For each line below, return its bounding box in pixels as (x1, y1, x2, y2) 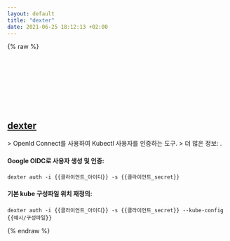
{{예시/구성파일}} (7, 214, 53, 221)
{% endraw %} (7, 226, 50, 235)
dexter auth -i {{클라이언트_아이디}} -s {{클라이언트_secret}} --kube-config (7, 207, 224, 214)
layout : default (7, 10, 55, 18)
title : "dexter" (7, 17, 55, 24)
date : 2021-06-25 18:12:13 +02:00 (7, 23, 109, 30)
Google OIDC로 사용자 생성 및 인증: (7, 156, 105, 165)
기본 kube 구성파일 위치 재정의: (7, 189, 93, 198)
